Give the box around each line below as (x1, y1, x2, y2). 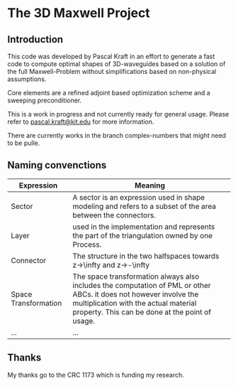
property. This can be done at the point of (72, 307, 211, 317)
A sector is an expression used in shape (72, 192, 205, 202)
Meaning (134, 180, 165, 190)
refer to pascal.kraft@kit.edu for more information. (7, 117, 154, 126)
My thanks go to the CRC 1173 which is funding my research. (7, 370, 184, 379)
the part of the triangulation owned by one (72, 230, 213, 240)
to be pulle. (7, 139, 40, 147)
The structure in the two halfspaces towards (72, 251, 220, 261)
